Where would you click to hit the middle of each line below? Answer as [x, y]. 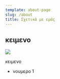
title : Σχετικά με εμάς [30, 19]
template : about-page [28, 10]
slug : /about [19, 15]
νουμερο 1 [23, 71]
